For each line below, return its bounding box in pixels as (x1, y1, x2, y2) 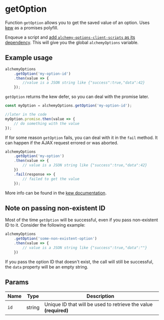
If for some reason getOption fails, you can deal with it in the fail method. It (5, 135, 158, 140)
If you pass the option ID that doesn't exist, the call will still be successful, (5, 258, 154, 265)
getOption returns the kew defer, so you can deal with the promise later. (5, 94, 149, 100)
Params (5, 278, 29, 287)
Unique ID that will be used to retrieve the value (44, 301, 153, 308)
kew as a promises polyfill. (5, 24, 59, 30)
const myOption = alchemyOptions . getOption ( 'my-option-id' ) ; (5, 103, 132, 108)
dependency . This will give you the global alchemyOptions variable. (5, 39, 139, 45)
